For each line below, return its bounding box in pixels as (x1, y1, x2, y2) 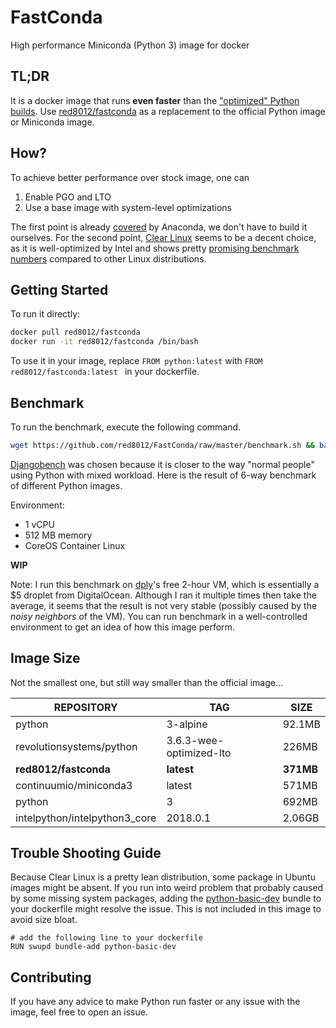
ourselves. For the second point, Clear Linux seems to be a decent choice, (10, 231, 317, 243)
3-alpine (166, 717, 208, 731)
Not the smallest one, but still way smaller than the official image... (10, 676, 284, 688)
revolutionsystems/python (15, 739, 138, 753)
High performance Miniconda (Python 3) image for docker (10, 39, 250, 51)
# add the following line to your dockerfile (10, 933, 203, 943)
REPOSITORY (53, 700, 118, 714)
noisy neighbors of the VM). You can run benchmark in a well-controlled (10, 610, 308, 622)
